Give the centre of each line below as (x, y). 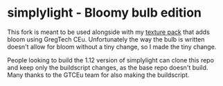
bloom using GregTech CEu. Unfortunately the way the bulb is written (106, 39)
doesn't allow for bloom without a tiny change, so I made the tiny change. (112, 46)
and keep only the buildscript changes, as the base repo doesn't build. (108, 67)
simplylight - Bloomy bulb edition (105, 13)
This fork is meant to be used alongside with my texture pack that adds (108, 32)
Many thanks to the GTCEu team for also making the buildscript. (98, 75)
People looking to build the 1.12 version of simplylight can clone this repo (111, 60)
